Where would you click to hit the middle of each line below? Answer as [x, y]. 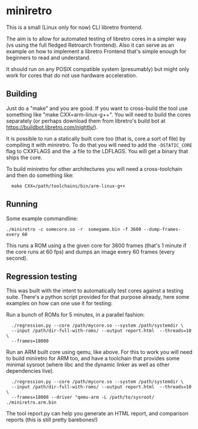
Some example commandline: [42, 218]
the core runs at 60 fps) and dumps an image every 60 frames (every [90, 251]
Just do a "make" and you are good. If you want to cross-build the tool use [97, 108]
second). [17, 258]
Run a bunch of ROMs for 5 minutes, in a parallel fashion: [75, 315]
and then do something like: [40, 175]
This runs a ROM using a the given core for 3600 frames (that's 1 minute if [96, 245]
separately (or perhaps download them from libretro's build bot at [86, 121]
